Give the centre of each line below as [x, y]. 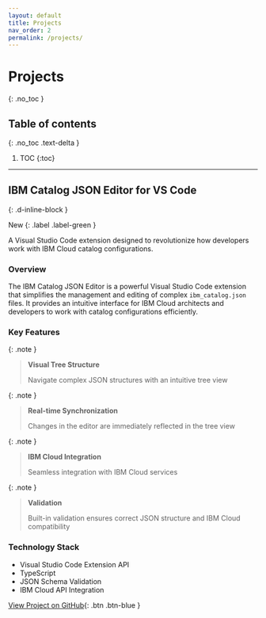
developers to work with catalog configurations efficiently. [103, 312]
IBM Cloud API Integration [62, 589]
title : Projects [35, 23]
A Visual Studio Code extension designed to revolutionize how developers [129, 240]
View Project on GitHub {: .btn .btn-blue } [74, 605]
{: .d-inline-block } [38, 209]
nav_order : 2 [30, 30]
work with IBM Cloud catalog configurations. [81, 248]
